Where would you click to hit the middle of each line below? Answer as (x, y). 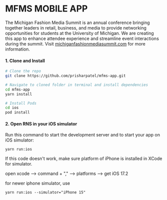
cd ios (12, 108)
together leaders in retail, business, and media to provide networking (76, 27)
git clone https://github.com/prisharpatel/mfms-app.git (66, 76)
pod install (17, 112)
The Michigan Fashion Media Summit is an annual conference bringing (78, 22)
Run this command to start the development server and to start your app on (83, 135)
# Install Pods (21, 103)
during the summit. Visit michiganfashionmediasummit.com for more (75, 43)
